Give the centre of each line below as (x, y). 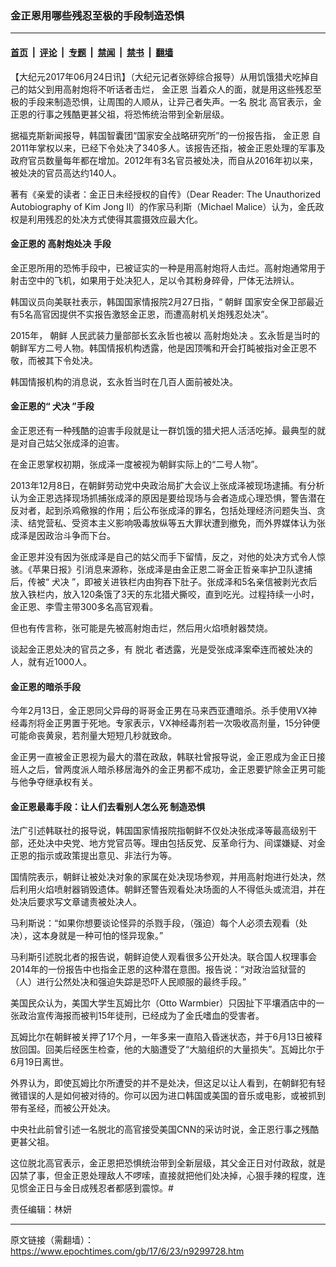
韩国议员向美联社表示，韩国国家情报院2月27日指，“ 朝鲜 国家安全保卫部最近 (167, 301)
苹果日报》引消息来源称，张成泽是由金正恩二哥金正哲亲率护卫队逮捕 (172, 569)
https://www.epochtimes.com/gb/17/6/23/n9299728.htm (127, 1251)
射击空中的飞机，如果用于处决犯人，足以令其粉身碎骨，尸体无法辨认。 (155, 280)
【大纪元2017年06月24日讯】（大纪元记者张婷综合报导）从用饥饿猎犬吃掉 (160, 76)
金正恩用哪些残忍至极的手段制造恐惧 (97, 15)
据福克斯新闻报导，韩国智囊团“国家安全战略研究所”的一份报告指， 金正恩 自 (166, 135)
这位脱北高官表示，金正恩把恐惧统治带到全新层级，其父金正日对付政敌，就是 (168, 1163)
